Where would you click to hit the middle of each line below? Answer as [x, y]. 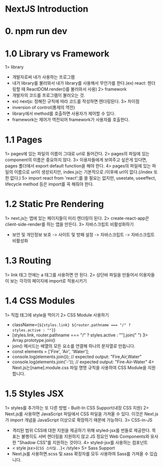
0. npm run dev [36, 31]
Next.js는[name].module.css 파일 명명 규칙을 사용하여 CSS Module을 [79, 368]
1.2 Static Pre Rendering [54, 204]
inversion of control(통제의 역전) [44, 108]
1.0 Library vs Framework [57, 53]
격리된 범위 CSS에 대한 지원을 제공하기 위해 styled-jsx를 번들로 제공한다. [81, 430]
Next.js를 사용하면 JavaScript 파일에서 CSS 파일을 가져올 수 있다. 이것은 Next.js [82, 414]
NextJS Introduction [47, 9]
